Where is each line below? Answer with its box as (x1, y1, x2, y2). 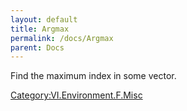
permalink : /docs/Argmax (10, 33, 114, 43)
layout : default (10, 14, 78, 25)
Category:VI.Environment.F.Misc (10, 89, 143, 101)
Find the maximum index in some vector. (10, 70, 177, 82)
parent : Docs (10, 42, 65, 53)
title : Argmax (10, 24, 70, 34)
